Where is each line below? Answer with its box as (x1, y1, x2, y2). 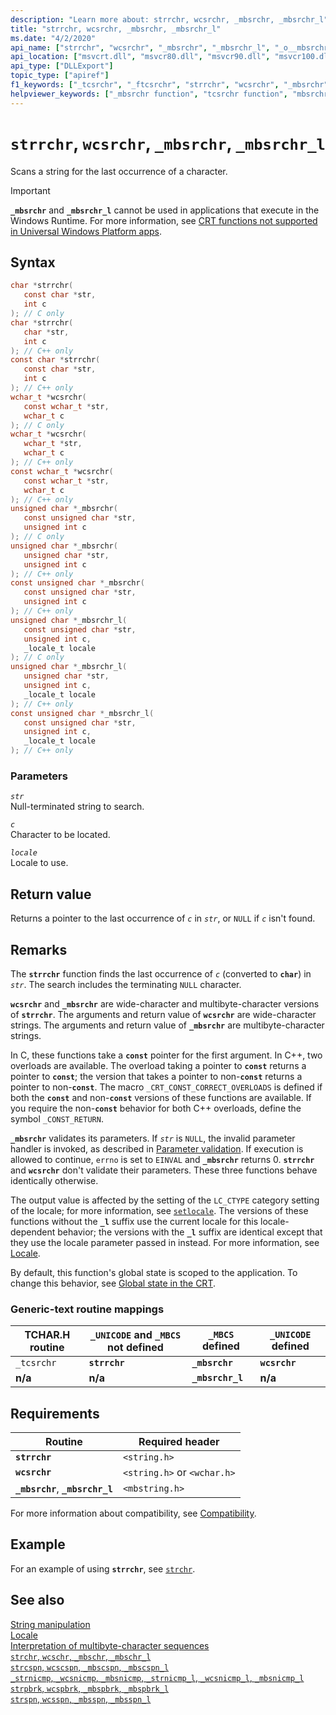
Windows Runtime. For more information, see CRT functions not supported (10, 214, 318, 226)
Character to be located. (10, 829, 111, 841)
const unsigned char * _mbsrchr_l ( (10, 708, 155, 718)
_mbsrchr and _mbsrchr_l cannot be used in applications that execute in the (10, 204, 320, 216)
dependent (10, 1226, 56, 1238)
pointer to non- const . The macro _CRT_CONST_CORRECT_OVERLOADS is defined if (10, 1081, 323, 1093)
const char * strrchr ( (10, 355, 101, 365)
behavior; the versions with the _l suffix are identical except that (57, 1226, 323, 1238)
